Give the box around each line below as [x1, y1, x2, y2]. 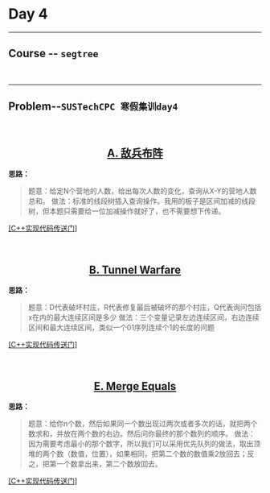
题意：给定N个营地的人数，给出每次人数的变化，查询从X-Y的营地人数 [27, 186, 257, 196]
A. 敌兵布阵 [107, 146, 163, 159]
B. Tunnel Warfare [88, 263, 182, 276]
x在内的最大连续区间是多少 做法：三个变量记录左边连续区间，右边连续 [27, 313, 260, 322]
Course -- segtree [8, 47, 99, 60]
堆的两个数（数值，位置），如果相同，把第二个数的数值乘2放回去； [27, 449, 247, 458]
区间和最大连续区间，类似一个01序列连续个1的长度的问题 [27, 323, 215, 333]
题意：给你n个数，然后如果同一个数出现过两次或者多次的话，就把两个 [27, 419, 259, 428]
